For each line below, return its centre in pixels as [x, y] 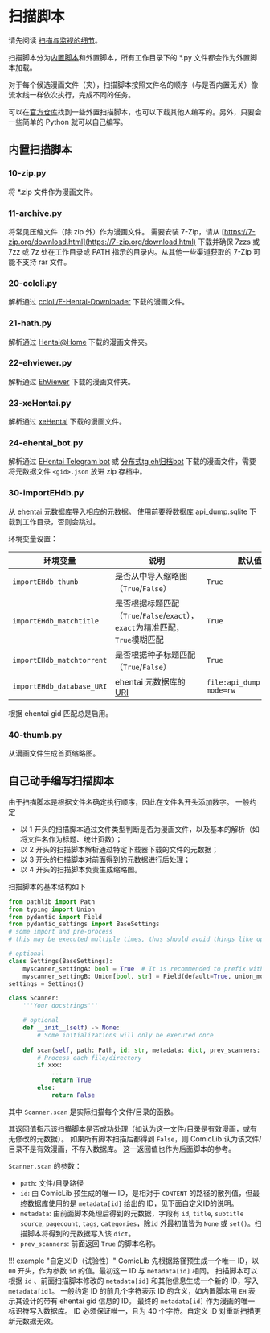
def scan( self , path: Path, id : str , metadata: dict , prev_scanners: [142, 1050]
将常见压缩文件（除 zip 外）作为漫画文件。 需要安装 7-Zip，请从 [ [117, 231]
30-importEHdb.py [46, 493]
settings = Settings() [46, 983]
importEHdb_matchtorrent [60, 660]
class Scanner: [34, 998]
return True [71, 1080]
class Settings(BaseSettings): [61, 961]
